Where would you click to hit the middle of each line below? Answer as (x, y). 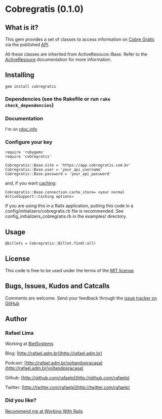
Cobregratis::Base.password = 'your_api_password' (58, 174)
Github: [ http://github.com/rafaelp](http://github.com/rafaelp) (67, 378)
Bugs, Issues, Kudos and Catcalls (58, 286)
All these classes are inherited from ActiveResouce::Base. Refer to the (76, 54)
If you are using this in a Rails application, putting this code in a (69, 206)
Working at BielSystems (29, 344)
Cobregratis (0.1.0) (44, 9)
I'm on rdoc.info (21, 129)
